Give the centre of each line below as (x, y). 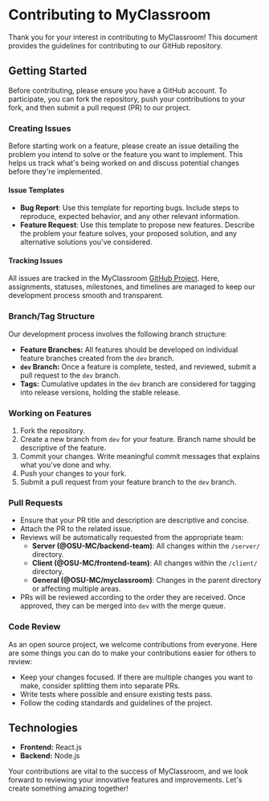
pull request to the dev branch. (70, 375)
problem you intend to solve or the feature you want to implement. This (126, 155)
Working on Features (50, 413)
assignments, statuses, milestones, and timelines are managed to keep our (132, 287)
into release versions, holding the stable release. (100, 392)
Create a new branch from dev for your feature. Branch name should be (138, 440)
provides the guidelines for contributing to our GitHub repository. (116, 45)
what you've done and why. (65, 465)
